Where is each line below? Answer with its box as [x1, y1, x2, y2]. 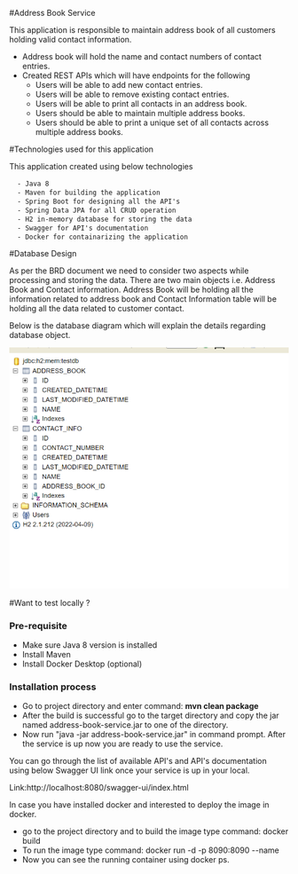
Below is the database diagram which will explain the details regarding [9, 320, 266, 331]
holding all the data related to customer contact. [9, 303, 184, 313]
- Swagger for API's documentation [17, 224, 149, 232]
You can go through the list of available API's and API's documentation [9, 756, 268, 767]
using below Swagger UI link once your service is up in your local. [9, 765, 250, 776]
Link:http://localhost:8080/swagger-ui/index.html [9, 783, 189, 793]
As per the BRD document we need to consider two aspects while [9, 265, 249, 276]
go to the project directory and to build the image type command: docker [21, 826, 289, 837]
